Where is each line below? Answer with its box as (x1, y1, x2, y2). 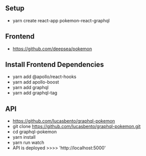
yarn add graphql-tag (12, 90, 58, 96)
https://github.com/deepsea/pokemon (12, 46, 92, 52)
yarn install (12, 134, 36, 140)
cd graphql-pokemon (12, 129, 57, 135)
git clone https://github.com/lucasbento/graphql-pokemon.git (12, 124, 141, 130)
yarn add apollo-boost (12, 79, 59, 85)
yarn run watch (12, 139, 44, 146)
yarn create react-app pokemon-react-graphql (12, 17, 110, 23)
